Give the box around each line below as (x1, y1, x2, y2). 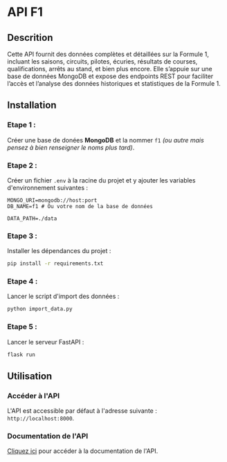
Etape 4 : (7, 277, 38, 286)
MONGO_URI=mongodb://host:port (7, 196, 98, 204)
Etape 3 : (7, 231, 38, 241)
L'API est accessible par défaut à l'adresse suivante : (7, 407, 157, 415)
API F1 (7, 4, 44, 20)
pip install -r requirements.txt (7, 260, 104, 267)
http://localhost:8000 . (7, 414, 75, 423)
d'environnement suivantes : (7, 183, 89, 192)
